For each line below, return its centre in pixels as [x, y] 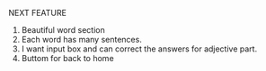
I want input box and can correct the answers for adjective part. [139, 49]
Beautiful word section [63, 30]
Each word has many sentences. [82, 39]
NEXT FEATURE [37, 13]
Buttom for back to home [67, 58]
